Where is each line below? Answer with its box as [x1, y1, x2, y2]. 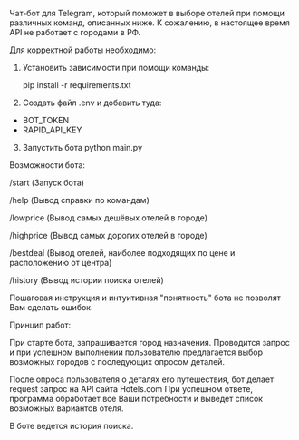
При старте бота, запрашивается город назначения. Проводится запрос [9, 337, 290, 347]
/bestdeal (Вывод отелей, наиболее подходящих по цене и [9, 248, 236, 258]
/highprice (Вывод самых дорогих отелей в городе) [9, 230, 208, 240]
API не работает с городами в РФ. [9, 27, 141, 37]
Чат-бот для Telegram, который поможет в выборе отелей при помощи [9, 8, 285, 18]
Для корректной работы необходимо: [9, 44, 157, 55]
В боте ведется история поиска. [9, 421, 134, 431]
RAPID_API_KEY [22, 124, 82, 135]
